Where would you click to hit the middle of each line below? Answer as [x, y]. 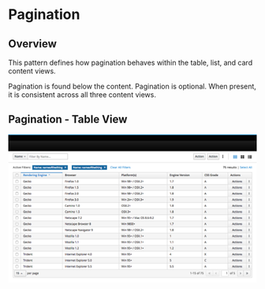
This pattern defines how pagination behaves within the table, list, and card [131, 62]
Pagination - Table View [68, 120]
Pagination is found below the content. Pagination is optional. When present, [132, 86]
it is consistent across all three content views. [82, 95]
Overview [33, 44]
